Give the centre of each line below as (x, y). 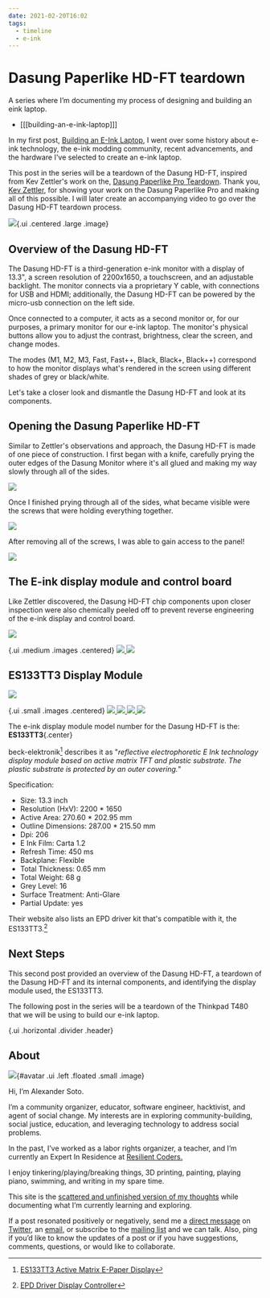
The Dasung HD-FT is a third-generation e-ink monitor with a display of (127, 268)
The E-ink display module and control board (120, 582)
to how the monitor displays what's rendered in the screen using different (130, 368)
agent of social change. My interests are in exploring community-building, (131, 1116)
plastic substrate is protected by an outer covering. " (95, 769)
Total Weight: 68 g (50, 877)
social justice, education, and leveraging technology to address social (124, 1124)
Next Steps (37, 954)
